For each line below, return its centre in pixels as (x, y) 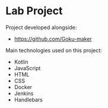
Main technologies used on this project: (54, 50)
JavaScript (27, 68)
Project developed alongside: (41, 27)
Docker (23, 87)
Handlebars (28, 100)
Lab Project (34, 11)
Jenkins (24, 93)
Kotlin (21, 62)
